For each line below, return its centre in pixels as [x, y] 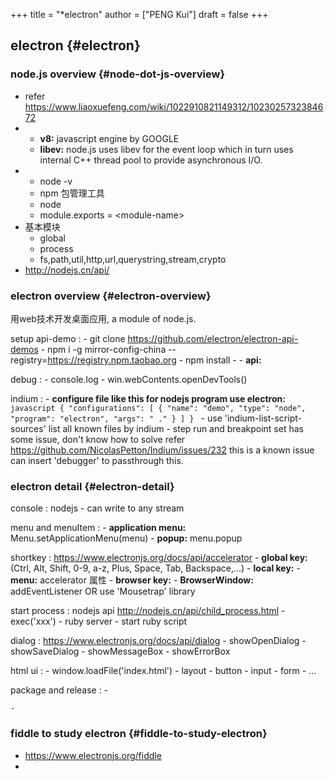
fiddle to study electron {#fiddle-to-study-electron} [139, 734]
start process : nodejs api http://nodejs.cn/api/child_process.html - [148, 611]
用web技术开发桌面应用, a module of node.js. [103, 318]
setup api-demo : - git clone [68, 338]
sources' [28, 428]
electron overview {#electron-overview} [111, 296]
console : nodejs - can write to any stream [97, 508]
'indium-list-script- [263, 418]
